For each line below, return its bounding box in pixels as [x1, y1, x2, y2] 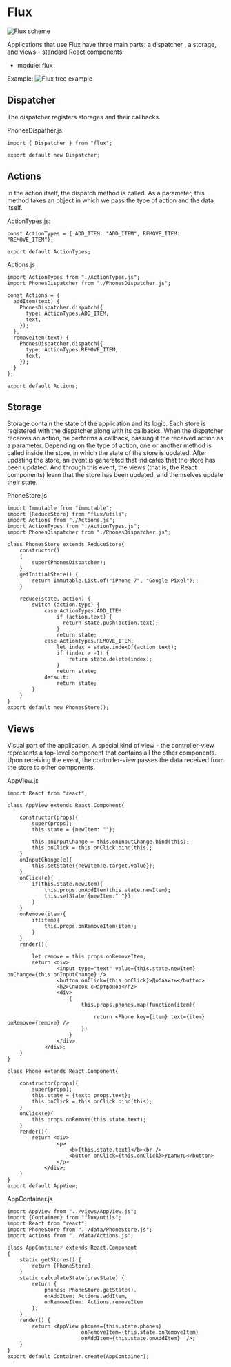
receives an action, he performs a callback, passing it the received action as [7, 434, 224, 443]
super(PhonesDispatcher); [32, 559, 107, 566]
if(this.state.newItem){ [32, 881, 103, 888]
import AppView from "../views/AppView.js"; [7, 1208, 137, 1215]
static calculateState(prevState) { [19, 1274, 125, 1281]
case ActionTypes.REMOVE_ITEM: [43, 638, 134, 645]
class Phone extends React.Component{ [7, 1068, 119, 1075]
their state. [7, 478, 38, 487]
